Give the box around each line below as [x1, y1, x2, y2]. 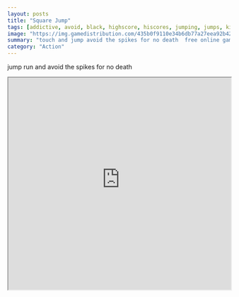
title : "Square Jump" [7, 17, 71, 24]
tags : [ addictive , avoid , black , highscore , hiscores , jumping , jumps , [7, 23, 223, 30]
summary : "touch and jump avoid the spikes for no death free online [7, 37, 220, 44]
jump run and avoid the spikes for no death [7, 63, 133, 71]
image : [7, 30, 27, 37]
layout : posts [7, 10, 49, 18]
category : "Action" [7, 43, 65, 50]
